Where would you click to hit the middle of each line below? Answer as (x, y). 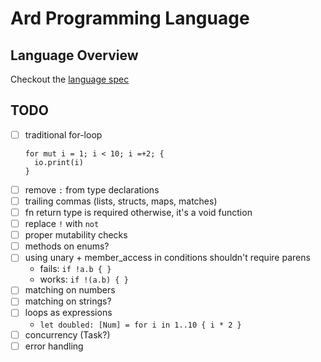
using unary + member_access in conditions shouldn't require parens (167, 258)
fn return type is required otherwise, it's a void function (138, 212)
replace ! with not (62, 224)
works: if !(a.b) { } (84, 279)
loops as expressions (68, 313)
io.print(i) (59, 162)
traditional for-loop (63, 134)
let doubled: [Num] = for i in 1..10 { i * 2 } (140, 325)
